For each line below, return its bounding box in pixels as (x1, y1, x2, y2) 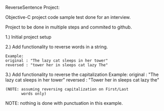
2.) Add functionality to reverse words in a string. (5, 44, 108, 50)
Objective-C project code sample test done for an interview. (5, 14, 131, 20)
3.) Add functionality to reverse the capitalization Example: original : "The (5, 71, 159, 77)
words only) (21, 91, 47, 96)
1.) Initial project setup (5, 34, 52, 40)
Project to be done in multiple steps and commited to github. (5, 24, 132, 30)
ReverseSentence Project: (5, 5, 60, 10)
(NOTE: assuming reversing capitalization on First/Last (5, 87, 129, 92)
